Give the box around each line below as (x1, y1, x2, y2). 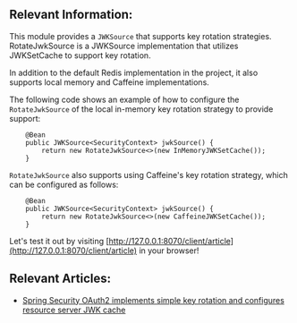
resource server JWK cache (21, 304, 126, 315)
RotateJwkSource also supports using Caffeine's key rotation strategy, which (9, 169, 288, 180)
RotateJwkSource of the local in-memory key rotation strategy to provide (9, 103, 274, 115)
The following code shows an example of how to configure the (9, 94, 240, 105)
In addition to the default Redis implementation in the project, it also (9, 67, 259, 78)
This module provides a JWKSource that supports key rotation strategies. (9, 30, 272, 41)
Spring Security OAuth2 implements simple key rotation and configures (21, 294, 284, 305)
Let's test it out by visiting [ (9, 235, 109, 246)
